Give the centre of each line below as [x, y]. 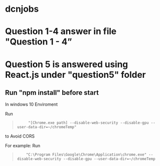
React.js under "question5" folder [75, 75]
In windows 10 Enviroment [31, 104]
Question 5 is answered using [67, 64]
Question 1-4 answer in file [61, 32]
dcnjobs [22, 9]
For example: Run [23, 146]
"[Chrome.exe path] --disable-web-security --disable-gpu [89, 123]
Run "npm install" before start [52, 92]
